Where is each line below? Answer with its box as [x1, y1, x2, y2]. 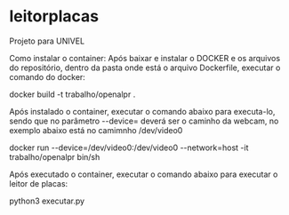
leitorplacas [9, 6, 100, 27]
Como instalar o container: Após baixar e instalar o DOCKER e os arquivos [9, 52, 281, 63]
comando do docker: [9, 71, 86, 82]
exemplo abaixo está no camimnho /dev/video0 [9, 124, 183, 135]
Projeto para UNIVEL [9, 36, 85, 46]
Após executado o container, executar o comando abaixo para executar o [9, 169, 278, 179]
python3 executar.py [9, 195, 85, 206]
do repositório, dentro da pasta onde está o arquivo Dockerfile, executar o [9, 62, 281, 73]
